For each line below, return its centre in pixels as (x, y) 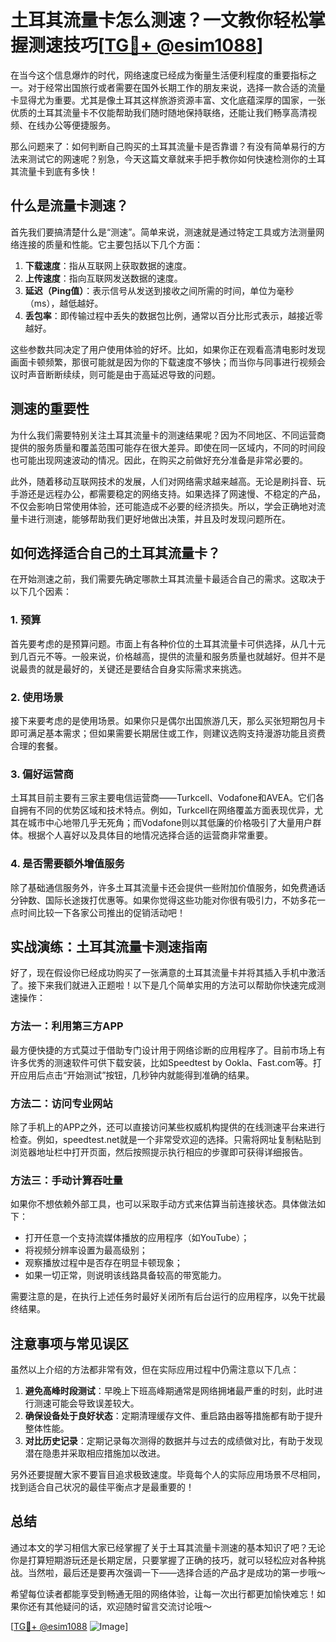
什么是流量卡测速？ (69, 206)
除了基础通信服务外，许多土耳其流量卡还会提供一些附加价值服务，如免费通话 (168, 887)
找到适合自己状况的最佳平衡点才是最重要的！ (102, 1487)
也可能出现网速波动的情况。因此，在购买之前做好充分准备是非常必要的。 (159, 460)
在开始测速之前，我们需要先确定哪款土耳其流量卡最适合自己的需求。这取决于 (168, 579)
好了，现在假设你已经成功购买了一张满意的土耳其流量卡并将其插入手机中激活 (168, 973)
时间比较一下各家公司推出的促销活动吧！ (102, 912)
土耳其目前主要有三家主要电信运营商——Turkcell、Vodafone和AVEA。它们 (163, 798)
